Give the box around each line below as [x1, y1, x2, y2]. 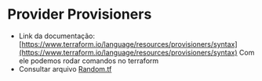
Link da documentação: [18, 31, 96, 40]
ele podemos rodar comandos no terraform [18, 56, 159, 65]
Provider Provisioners [7, 5, 152, 23]
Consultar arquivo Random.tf [18, 64, 112, 73]
